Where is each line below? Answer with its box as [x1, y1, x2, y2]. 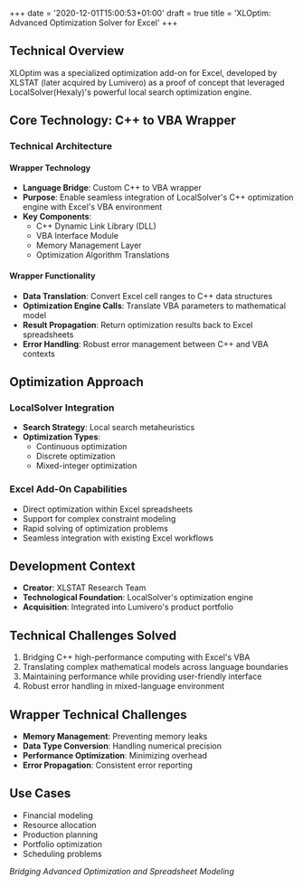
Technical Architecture [9, 140, 113, 153]
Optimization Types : [22, 431, 101, 442]
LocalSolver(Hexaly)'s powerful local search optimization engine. [9, 86, 252, 98]
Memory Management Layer [35, 240, 142, 251]
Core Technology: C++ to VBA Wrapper [9, 113, 237, 128]
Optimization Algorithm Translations [35, 250, 170, 260]
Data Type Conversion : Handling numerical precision [22, 740, 222, 751]
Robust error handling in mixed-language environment [22, 681, 224, 692]
